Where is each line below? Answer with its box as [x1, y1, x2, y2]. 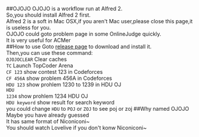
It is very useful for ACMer [6, 37, 71, 43]
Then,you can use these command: [6, 49, 94, 56]
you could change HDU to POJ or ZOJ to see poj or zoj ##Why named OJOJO [6, 105, 189, 112]
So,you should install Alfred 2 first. [6, 11, 91, 18]
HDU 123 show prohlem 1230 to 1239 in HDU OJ [6, 81, 122, 88]
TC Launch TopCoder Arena [6, 62, 73, 69]
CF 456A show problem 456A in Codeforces [6, 74, 112, 82]
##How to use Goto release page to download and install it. [6, 43, 152, 50]
